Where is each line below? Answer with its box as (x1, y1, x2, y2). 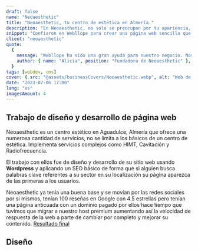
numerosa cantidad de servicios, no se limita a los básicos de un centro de (6, 134, 188, 141)
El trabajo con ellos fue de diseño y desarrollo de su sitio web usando (6, 158, 175, 166)
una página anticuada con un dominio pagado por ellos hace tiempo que (6, 201, 182, 208)
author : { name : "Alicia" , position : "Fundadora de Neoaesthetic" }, (16, 58, 192, 64)
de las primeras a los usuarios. (6, 177, 81, 184)
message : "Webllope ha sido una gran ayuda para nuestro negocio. (16, 52, 183, 58)
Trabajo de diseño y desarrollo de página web (6, 113, 177, 123)
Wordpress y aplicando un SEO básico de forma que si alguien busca (6, 164, 176, 171)
